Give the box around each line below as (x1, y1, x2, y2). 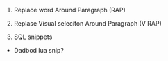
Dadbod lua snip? (13, 46, 65, 54)
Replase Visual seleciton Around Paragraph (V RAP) (13, 19, 162, 27)
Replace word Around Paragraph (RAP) (13, 6, 126, 14)
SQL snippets (13, 33, 53, 41)
